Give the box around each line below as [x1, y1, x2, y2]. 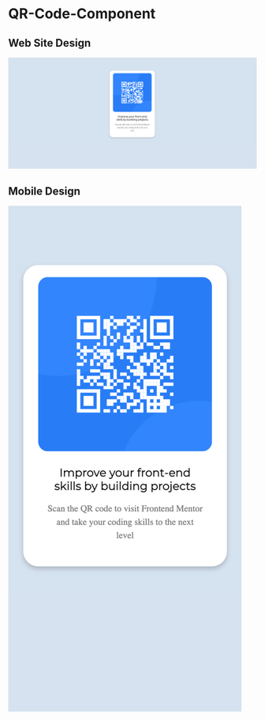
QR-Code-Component [8, 5, 156, 23]
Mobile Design [8, 184, 81, 198]
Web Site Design [8, 36, 91, 50]
